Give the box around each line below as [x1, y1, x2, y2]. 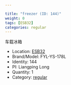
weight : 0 [5, 16, 25, 21]
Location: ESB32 [12, 49, 45, 54]
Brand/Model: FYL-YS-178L [12, 54, 66, 60]
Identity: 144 [12, 59, 37, 65]
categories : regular [5, 25, 47, 30]
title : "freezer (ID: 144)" [5, 11, 62, 16]
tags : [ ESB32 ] [5, 20, 34, 25]
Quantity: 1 [12, 69, 34, 75]
